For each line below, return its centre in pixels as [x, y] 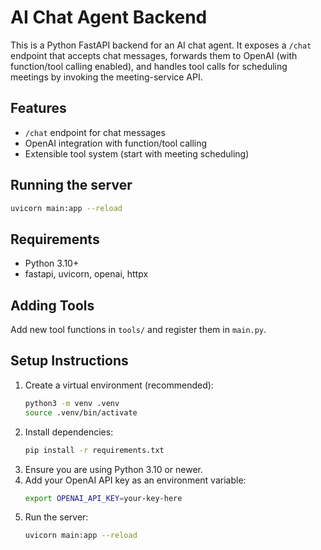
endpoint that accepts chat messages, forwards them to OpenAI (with [154, 55]
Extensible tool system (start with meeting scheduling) [137, 153]
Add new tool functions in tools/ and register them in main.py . [138, 330]
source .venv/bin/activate [81, 412]
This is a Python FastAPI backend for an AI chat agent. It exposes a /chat [161, 45]
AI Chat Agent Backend [109, 17]
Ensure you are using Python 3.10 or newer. [114, 469]
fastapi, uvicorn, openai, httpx [86, 274]
